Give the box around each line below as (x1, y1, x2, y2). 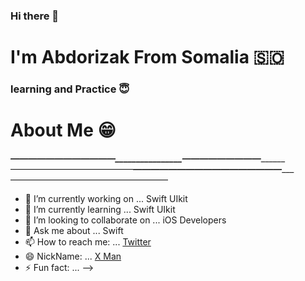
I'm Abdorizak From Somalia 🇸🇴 (10, 46, 285, 69)
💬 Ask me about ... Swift (24, 224, 124, 236)
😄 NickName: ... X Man (24, 250, 122, 262)
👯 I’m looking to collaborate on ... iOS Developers (24, 214, 227, 226)
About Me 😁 (10, 119, 117, 142)
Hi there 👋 (10, 9, 60, 23)
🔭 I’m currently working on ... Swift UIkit (24, 192, 188, 204)
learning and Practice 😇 (10, 82, 130, 96)
